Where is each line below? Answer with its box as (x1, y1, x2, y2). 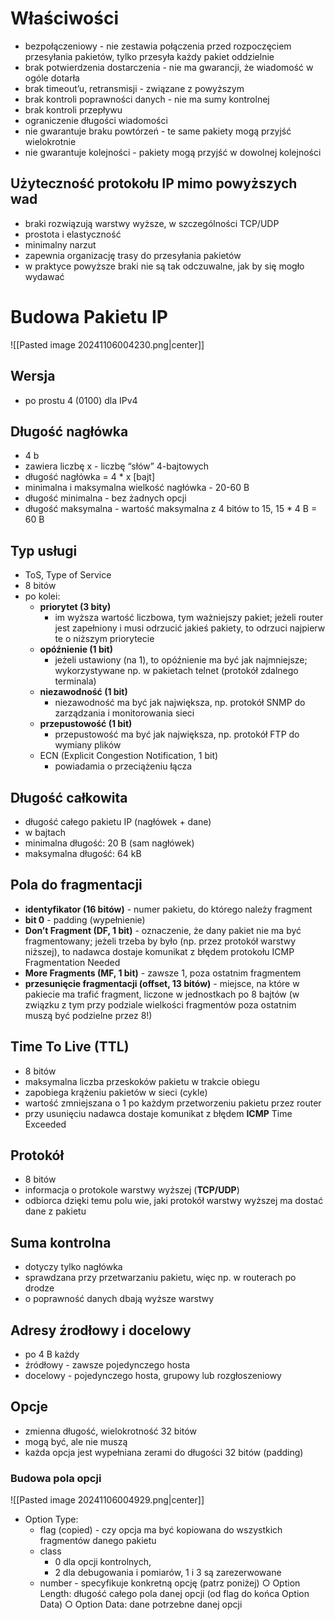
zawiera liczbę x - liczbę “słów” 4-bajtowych (24, 460, 210, 472)
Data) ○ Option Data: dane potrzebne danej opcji (39, 1598, 243, 1611)
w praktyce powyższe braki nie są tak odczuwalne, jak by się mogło (24, 260, 305, 272)
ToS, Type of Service (24, 569, 112, 581)
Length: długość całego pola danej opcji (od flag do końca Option (39, 1588, 310, 1600)
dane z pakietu (24, 1205, 87, 1217)
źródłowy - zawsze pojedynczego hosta (24, 1359, 191, 1371)
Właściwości (10, 7, 119, 30)
